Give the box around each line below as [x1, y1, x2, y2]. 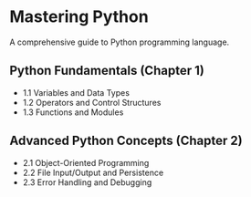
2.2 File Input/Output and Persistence [22, 167, 164, 178]
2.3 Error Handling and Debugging [22, 176, 152, 188]
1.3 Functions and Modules [22, 107, 124, 118]
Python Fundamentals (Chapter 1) [9, 63, 205, 78]
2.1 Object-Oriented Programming [22, 157, 150, 168]
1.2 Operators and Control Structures [22, 97, 162, 108]
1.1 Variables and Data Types [22, 87, 131, 98]
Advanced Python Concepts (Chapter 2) [9, 133, 244, 149]
